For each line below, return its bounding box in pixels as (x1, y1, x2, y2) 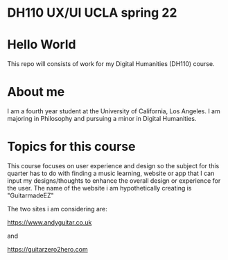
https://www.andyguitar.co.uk (7, 218, 92, 227)
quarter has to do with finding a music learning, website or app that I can (7, 169, 215, 177)
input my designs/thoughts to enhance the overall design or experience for (7, 177, 221, 185)
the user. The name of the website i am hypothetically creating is (7, 184, 192, 192)
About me (7, 84, 65, 100)
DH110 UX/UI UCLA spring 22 (7, 5, 177, 21)
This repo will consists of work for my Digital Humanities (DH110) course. (7, 60, 215, 68)
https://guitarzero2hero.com (7, 245, 88, 253)
